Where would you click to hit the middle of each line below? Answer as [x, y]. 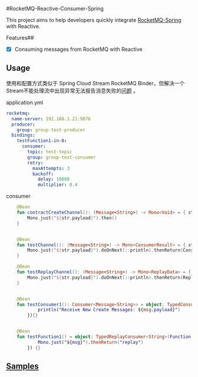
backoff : [43, 174]
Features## [20, 38]
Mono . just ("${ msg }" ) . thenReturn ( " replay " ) [90, 342]
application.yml [24, 102]
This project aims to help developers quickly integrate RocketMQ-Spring [94, 20]
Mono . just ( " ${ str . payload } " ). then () [72, 218]
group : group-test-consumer [62, 157]
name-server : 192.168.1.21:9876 [51, 119]
